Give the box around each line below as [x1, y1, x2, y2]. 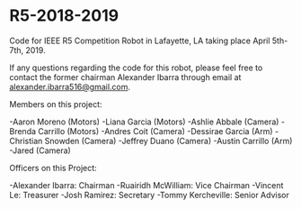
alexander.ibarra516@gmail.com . [9, 81, 131, 92]
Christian [9, 135, 43, 146]
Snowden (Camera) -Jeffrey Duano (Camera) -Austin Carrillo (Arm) [44, 135, 293, 146]
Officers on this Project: [9, 162, 97, 173]
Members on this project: [9, 98, 102, 109]
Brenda [9, 125, 37, 136]
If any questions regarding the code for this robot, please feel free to [9, 62, 263, 73]
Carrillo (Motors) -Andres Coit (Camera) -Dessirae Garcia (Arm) [38, 125, 273, 136]
